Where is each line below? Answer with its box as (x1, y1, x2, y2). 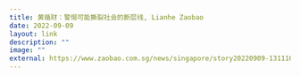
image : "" (9, 46, 46, 55)
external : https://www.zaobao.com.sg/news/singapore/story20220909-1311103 (9, 54, 297, 63)
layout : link (9, 29, 58, 38)
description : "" (9, 37, 70, 47)
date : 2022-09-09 (9, 21, 74, 30)
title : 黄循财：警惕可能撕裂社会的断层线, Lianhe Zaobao (9, 12, 204, 22)
